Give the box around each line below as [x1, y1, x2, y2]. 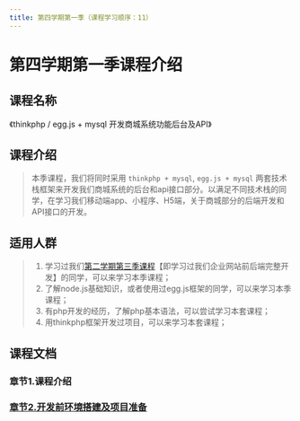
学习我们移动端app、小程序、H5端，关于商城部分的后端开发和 [55, 195, 285, 206]
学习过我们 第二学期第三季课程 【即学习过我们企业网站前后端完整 [44, 261, 281, 272]
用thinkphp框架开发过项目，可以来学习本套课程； [44, 317, 227, 328]
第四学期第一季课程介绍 [9, 55, 183, 75]
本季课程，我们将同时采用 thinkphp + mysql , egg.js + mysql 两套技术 [31, 172, 287, 184]
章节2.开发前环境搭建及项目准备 [9, 401, 147, 414]
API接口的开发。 [31, 206, 93, 217]
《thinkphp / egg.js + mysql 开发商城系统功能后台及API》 [9, 118, 213, 129]
